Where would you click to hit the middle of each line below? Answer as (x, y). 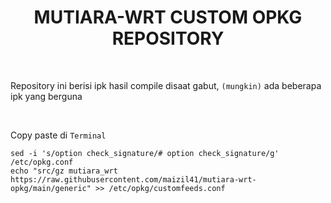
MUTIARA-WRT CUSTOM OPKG (168, 17)
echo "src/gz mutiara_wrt (64, 171)
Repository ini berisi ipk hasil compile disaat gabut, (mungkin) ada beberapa (166, 85)
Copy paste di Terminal (58, 135)
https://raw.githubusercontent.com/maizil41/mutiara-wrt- (133, 179)
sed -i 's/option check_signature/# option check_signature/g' (145, 153)
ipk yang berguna (46, 96)
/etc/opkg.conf (42, 162)
